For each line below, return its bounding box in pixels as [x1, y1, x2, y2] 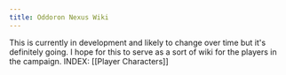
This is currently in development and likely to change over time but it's [9, 37, 266, 48]
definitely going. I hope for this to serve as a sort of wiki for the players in [9, 46, 277, 57]
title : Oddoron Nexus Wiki [9, 12, 109, 22]
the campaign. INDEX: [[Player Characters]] [9, 56, 169, 66]
